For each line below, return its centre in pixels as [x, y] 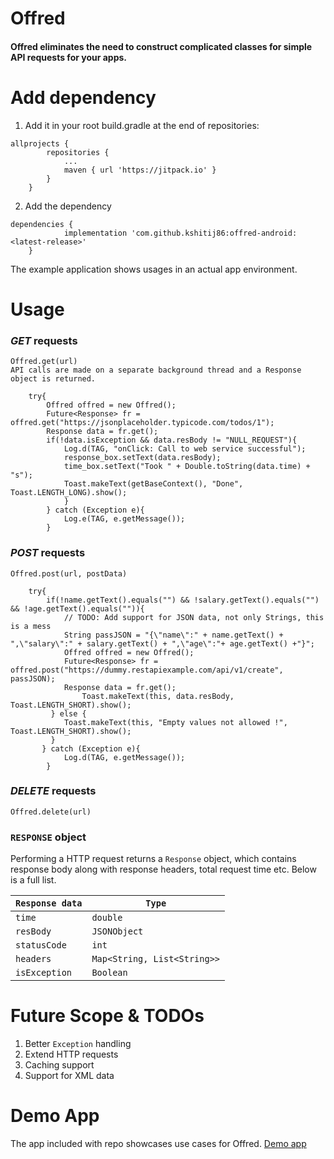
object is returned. [53, 379]
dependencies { [42, 224]
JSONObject [117, 931]
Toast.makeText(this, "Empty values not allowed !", [175, 722]
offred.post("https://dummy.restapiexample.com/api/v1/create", [147, 670]
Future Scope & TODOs [107, 1016]
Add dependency [83, 97]
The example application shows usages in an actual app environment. [154, 269]
